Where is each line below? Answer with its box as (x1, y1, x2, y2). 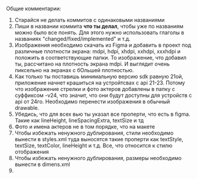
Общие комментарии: (6, 5, 61, 12)
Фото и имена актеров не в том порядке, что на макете (14, 123, 155, 130)
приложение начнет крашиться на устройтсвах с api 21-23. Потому (14, 79, 185, 86)
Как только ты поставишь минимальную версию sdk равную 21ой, (14, 73, 184, 80)
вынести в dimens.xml (14, 161, 70, 168)
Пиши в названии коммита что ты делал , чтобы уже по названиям (14, 23, 184, 30)
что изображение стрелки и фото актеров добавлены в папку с (14, 86, 176, 92)
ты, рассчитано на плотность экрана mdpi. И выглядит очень (14, 60, 170, 67)
